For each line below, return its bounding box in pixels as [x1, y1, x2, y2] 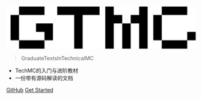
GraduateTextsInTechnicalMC [20, 54, 94, 61]
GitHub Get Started [6, 86, 54, 93]
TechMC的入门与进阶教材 [14, 67, 79, 74]
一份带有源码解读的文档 [14, 74, 73, 81]
